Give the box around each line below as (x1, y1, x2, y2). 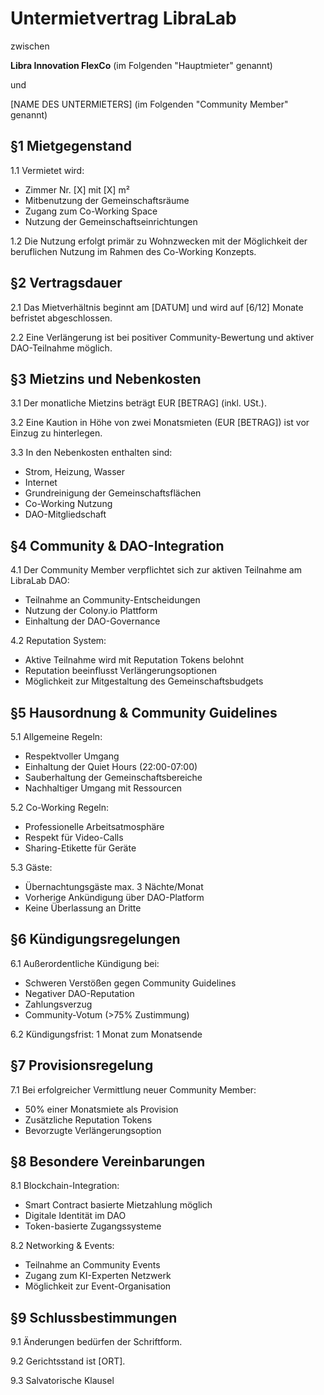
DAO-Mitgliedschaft (24, 508, 107, 521)
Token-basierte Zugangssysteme (24, 1220, 162, 1232)
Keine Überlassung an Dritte (24, 902, 142, 914)
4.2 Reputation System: (10, 635, 107, 647)
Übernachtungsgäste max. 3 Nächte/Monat (24, 881, 204, 892)
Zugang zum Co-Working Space (24, 205, 158, 217)
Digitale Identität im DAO (24, 1210, 127, 1222)
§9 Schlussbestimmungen (10, 1309, 178, 1326)
